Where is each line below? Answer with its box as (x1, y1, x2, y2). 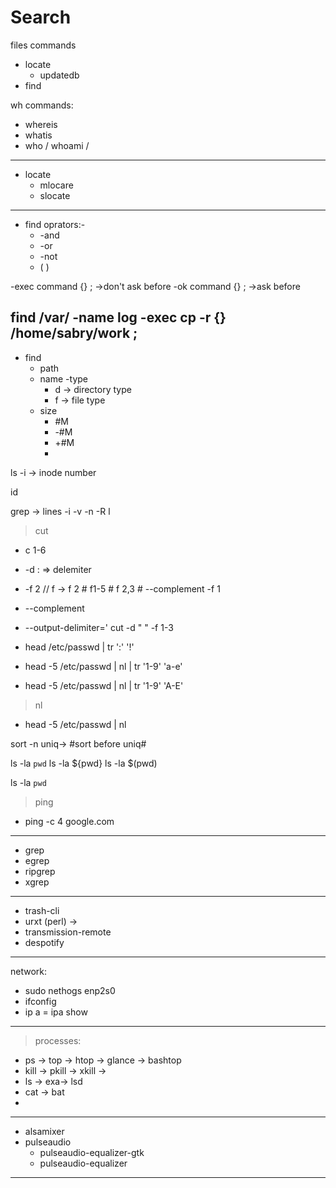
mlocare (39, 179, 74, 191)
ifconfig (24, 995, 57, 1007)
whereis (24, 118, 58, 130)
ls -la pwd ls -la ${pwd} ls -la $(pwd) (10, 757, 158, 769)
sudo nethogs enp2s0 (24, 984, 116, 996)
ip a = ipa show (24, 1006, 88, 1018)
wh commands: (10, 99, 74, 111)
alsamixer (24, 1125, 65, 1137)
